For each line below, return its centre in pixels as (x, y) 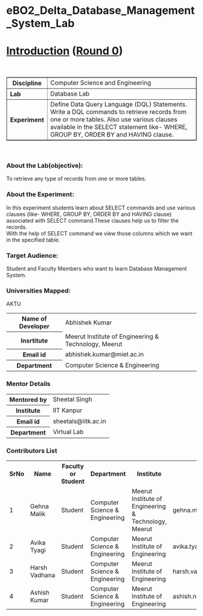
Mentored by (28, 399)
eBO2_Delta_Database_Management (101, 11)
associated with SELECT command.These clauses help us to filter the (93, 220)
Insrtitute (34, 341)
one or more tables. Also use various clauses (114, 120)
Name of (34, 319)
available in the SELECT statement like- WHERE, (119, 127)
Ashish (40, 592)
